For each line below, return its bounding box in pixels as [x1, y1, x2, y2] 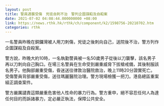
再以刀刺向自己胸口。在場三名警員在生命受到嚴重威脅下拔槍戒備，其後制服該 [5, 61, 159, 67]
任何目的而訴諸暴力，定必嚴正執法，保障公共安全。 [5, 96, 108, 102]
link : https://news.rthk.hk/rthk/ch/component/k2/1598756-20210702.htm [5, 20, 154, 26]
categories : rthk [5, 25, 41, 30]
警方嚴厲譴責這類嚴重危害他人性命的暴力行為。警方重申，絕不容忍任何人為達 [5, 90, 159, 96]
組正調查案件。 [5, 79, 35, 85]
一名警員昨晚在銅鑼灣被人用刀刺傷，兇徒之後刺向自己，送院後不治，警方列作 [5, 39, 159, 45]
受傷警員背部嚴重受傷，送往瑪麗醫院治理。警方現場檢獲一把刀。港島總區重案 [5, 74, 159, 79]
